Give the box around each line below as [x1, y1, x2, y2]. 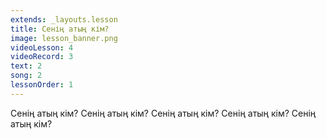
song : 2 [10, 71, 43, 81]
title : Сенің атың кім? [10, 24, 110, 34]
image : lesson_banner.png [10, 33, 118, 43]
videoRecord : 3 [10, 52, 74, 62]
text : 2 [10, 61, 43, 71]
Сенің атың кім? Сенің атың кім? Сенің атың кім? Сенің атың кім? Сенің [10, 107, 317, 119]
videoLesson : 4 [10, 42, 74, 53]
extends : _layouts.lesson [10, 14, 118, 25]
